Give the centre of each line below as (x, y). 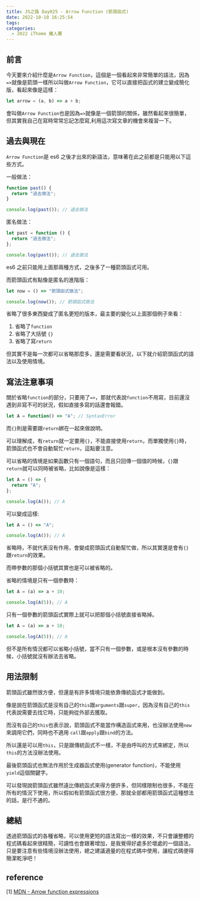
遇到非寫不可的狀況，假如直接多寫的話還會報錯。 (66, 405)
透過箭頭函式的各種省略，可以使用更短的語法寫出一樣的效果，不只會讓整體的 (100, 836)
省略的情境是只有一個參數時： (43, 580)
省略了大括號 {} (34, 334)
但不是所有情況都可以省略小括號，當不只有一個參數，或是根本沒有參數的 (95, 649)
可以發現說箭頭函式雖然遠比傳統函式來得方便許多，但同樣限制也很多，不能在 (100, 785)
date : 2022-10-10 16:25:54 (40, 17)
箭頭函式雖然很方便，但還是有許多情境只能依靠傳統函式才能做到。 (87, 692)
